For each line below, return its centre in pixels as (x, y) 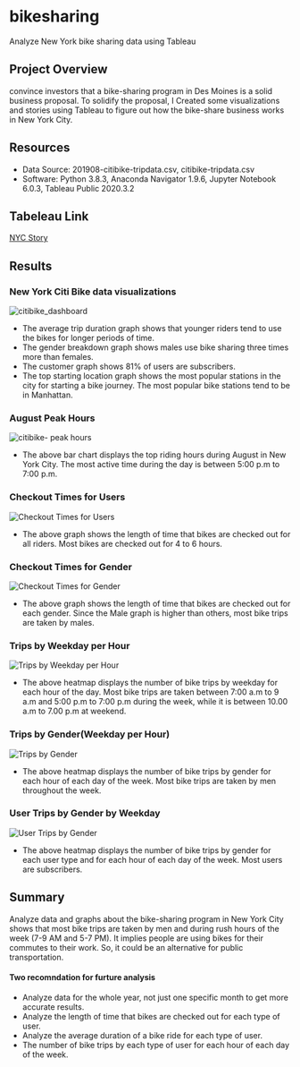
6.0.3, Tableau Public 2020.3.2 (78, 188)
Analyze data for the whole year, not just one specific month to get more (155, 997)
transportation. (37, 957)
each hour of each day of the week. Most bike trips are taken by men (149, 781)
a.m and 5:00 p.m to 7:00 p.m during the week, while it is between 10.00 (155, 702)
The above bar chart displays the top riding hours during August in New (154, 455)
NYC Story (29, 238)
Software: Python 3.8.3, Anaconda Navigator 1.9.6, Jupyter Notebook (149, 179)
